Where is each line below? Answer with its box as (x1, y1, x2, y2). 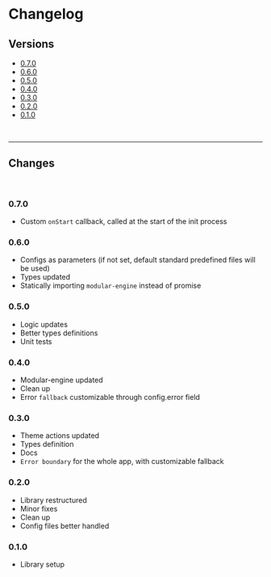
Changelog (8, 5, 84, 23)
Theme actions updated (19, 431, 99, 440)
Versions (8, 37, 55, 51)
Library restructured (19, 495, 87, 505)
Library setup (19, 559, 65, 569)
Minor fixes (19, 503, 58, 513)
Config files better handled (19, 520, 110, 530)
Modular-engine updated (19, 375, 103, 385)
